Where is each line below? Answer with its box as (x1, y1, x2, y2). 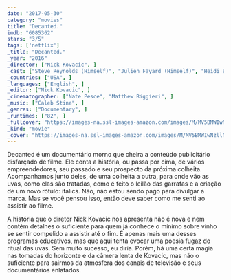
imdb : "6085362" (7, 29, 54, 36)
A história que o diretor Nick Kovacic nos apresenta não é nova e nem (7, 215, 205, 224)
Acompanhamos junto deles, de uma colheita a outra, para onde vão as (7, 173, 210, 181)
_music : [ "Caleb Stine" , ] (7, 100, 85, 107)
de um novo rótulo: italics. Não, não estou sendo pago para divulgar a (7, 187, 205, 195)
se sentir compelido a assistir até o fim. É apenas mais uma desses (7, 230, 197, 238)
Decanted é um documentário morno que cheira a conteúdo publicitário (7, 151, 210, 159)
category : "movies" (7, 17, 63, 23)
